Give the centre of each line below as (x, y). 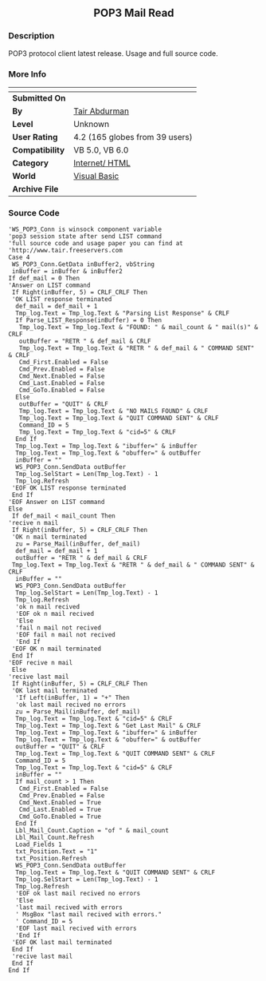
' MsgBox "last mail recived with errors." (88, 915)
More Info (27, 73)
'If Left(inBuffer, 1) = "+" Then (72, 698)
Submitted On (39, 97)
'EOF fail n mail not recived (65, 635)
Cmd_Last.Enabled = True (60, 810)
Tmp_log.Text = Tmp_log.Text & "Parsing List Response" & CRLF (122, 314)
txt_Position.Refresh (51, 859)
